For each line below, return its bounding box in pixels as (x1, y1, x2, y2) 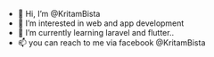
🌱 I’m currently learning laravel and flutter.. (17, 28, 175, 37)
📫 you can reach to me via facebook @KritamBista (17, 37, 206, 48)
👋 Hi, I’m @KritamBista (17, 9, 101, 19)
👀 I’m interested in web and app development (17, 18, 185, 28)
